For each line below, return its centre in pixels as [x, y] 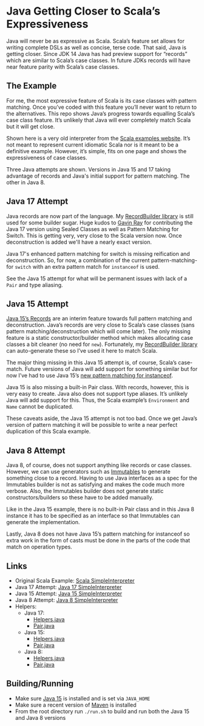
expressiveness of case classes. [47, 157]
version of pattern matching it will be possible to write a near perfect [92, 425]
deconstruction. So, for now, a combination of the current [78, 260]
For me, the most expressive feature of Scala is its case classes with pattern [102, 100]
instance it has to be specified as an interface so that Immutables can [93, 516]
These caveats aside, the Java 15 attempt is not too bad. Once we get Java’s [102, 418]
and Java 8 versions [40, 717]
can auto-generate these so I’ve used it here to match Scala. [82, 351]
